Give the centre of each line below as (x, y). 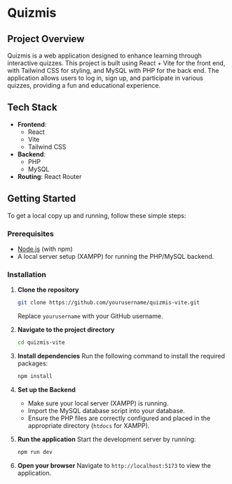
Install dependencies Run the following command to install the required (121, 356)
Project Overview (46, 39)
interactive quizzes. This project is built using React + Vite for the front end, (116, 63)
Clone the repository (48, 290)
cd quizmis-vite (41, 343)
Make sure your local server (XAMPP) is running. (98, 403)
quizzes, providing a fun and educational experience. (84, 85)
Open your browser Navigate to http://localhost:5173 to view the (114, 465)
